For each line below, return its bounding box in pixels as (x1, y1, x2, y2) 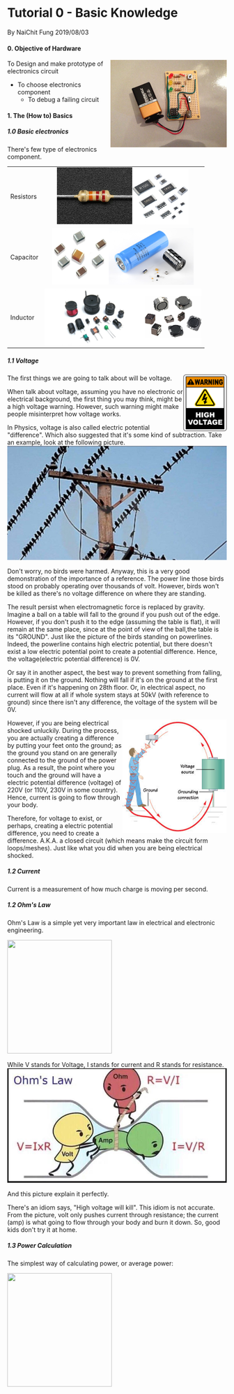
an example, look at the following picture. (7, 438, 125, 446)
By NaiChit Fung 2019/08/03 (7, 28, 89, 36)
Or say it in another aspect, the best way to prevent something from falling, (7, 668, 222, 676)
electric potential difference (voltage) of (7, 778, 122, 787)
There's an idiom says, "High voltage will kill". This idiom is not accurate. (7, 1203, 215, 1212)
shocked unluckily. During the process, (7, 726, 119, 734)
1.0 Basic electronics (7, 127, 69, 136)
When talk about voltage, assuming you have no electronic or (7, 388, 183, 396)
